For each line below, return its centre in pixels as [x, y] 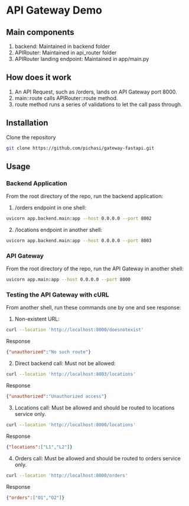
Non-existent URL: [37, 319]
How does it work [39, 78]
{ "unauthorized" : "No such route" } [49, 352]
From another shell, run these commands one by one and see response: [94, 308]
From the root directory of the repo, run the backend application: [85, 196]
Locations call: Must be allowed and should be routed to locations [94, 407]
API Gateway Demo [54, 10]
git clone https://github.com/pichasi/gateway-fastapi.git [80, 148]
